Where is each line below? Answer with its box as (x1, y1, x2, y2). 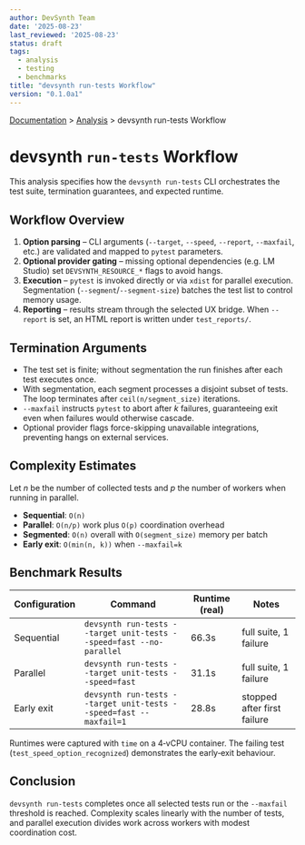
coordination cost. (9, 827, 77, 838)
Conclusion (9, 774, 76, 790)
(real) (199, 603, 224, 616)
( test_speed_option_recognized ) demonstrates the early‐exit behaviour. (9, 747, 276, 758)
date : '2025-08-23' (9, 22, 84, 31)
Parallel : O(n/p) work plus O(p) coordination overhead (22, 519, 225, 530)
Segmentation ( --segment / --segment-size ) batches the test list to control (22, 285, 293, 296)
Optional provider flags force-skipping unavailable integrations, (22, 422, 260, 433)
